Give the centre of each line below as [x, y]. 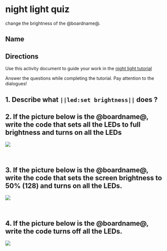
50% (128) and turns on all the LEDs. [64, 186]
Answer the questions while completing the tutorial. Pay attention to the [80, 78]
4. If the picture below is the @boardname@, [77, 223]
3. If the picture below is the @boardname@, [77, 170]
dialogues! [16, 84]
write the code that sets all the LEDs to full [73, 124]
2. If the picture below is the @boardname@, [77, 116]
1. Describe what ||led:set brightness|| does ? [81, 99]
